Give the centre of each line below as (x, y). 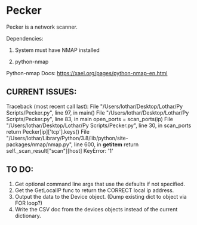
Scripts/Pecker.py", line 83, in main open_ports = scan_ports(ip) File (90, 119)
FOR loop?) (29, 203)
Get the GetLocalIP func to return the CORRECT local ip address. (94, 190)
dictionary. (28, 215)
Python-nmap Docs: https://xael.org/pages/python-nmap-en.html (87, 73)
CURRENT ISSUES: (41, 92)
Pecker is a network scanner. (42, 27)
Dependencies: (25, 38)
